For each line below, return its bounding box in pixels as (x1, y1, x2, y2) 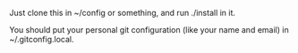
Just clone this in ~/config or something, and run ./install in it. (9, 8, 235, 18)
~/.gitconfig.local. (9, 34, 74, 44)
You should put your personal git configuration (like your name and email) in (9, 25, 289, 34)
